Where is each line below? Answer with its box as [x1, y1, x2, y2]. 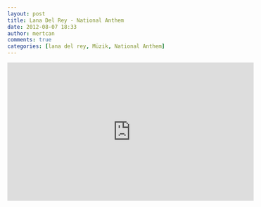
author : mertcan [7, 29, 55, 37]
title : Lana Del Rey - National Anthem [7, 17, 125, 24]
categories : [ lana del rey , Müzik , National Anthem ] [7, 43, 165, 50]
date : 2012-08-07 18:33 [7, 23, 77, 30]
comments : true [7, 36, 52, 44]
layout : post [7, 10, 46, 18]
